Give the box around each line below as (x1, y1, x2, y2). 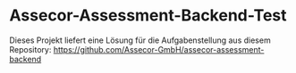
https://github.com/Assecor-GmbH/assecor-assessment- (53, 44, 265, 54)
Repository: (9, 44, 52, 54)
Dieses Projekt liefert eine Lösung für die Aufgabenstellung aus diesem (9, 35, 271, 45)
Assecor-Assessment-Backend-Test (9, 5, 288, 26)
